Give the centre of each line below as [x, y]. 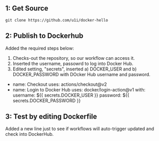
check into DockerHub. [30, 134]
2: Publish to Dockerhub [44, 36]
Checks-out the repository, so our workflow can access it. [74, 58]
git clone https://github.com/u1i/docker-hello [57, 20]
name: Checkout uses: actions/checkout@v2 [60, 84]
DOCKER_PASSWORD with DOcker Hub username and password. [82, 74]
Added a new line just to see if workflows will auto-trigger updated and [80, 129]
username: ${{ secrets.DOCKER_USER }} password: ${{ [71, 95]
